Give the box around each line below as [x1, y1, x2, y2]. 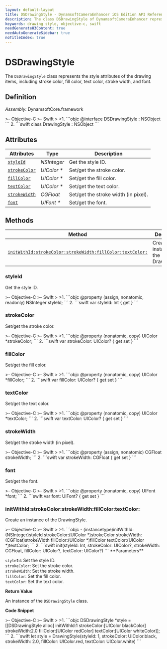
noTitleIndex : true [5, 35, 46, 40]
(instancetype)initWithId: [83, 527, 134, 533]
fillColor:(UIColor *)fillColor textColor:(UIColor [50, 537, 145, 543]
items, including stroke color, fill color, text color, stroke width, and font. [5, 78, 152, 84]
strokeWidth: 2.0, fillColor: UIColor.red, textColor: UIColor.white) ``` [5, 639, 142, 645]
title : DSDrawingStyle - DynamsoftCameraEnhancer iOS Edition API [5, 12, 146, 17]
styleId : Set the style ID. [5, 557, 56, 564]
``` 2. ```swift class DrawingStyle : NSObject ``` [5, 121, 99, 127]
